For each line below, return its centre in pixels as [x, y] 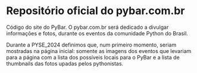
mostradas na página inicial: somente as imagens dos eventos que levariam [99, 51]
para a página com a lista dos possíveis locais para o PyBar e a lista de [93, 57]
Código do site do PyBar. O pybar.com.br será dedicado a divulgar [87, 27]
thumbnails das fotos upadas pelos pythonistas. [65, 64]
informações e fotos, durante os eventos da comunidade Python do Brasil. [97, 33]
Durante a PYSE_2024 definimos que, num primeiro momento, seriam [91, 45]
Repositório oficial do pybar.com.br [96, 11]
